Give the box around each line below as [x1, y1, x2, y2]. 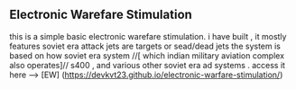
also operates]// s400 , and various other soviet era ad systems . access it [9, 59, 286, 70]
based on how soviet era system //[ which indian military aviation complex [9, 49, 285, 61]
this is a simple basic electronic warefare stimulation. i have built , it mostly [9, 31, 287, 41]
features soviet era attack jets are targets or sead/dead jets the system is [9, 40, 282, 51]
